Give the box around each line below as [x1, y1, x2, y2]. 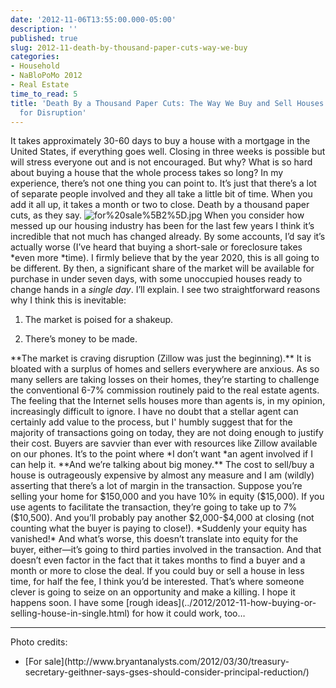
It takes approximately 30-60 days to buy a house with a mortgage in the [10, 135, 311, 147]
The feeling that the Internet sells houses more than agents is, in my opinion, [10, 395, 326, 407]
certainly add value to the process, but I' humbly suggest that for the [10, 416, 293, 428]
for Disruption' [19, 107, 87, 118]
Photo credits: [10, 636, 68, 648]
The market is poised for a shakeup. [24, 314, 174, 326]
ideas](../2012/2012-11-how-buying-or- [155, 597, 317, 609]
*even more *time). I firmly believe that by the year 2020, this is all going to [10, 252, 320, 264]
